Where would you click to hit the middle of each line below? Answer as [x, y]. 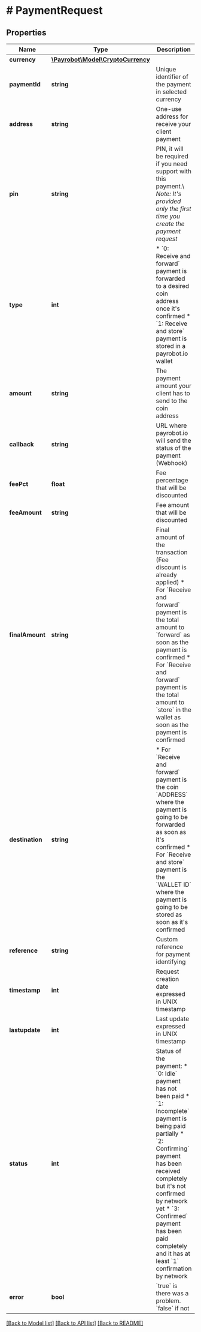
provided [168, 201]
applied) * [170, 582]
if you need [172, 164]
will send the [173, 440]
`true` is [167, 1286]
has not [166, 1088]
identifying [171, 962]
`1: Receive [172, 323]
